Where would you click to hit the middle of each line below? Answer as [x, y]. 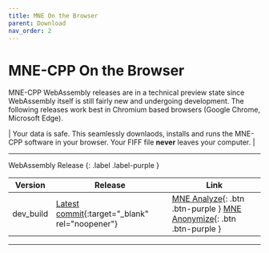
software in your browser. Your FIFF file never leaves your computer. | [140, 142]
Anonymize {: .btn [204, 219]
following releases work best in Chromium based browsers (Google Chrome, [134, 110]
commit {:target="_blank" [102, 214]
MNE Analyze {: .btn [208, 199]
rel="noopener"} [87, 224]
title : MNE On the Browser [53, 16]
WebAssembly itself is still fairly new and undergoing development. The [126, 101]
